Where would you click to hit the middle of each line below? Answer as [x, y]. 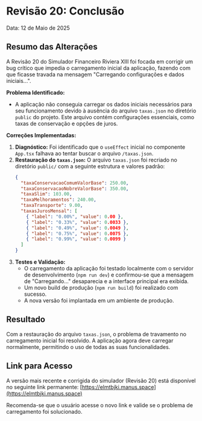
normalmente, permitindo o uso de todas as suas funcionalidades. [88, 347]
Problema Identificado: [36, 93]
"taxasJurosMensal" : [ [49, 211]
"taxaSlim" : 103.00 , [46, 194]
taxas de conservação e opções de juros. [66, 123]
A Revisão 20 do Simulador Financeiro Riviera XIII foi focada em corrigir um [100, 61]
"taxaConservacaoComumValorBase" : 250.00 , [75, 183]
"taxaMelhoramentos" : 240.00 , [58, 200]
